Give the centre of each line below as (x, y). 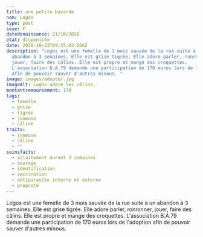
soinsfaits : (21, 152)
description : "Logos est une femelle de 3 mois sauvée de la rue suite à (101, 51)
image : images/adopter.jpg (40, 79)
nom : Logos (20, 17)
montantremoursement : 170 (39, 90)
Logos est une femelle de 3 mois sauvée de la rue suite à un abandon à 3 (97, 203)
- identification (34, 169)
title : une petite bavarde (40, 12)
